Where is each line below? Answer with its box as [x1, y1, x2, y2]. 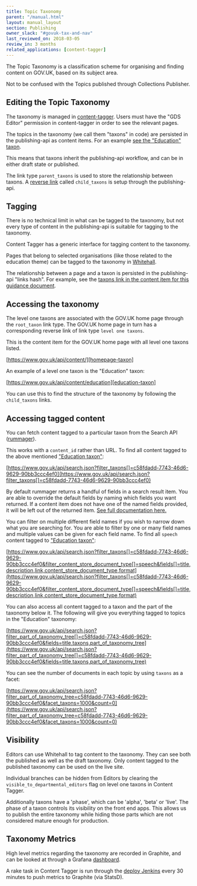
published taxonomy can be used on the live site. [6, 763, 124, 770]
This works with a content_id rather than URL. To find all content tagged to [6, 447, 187, 453]
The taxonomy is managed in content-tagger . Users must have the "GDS [6, 113, 181, 120]
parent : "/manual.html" [6, 14, 64, 20]
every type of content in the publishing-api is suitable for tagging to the [6, 223, 179, 230]
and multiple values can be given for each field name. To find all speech [6, 531, 178, 537]
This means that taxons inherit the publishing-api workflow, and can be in [6, 154, 184, 161]
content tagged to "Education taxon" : [6, 537, 96, 544]
